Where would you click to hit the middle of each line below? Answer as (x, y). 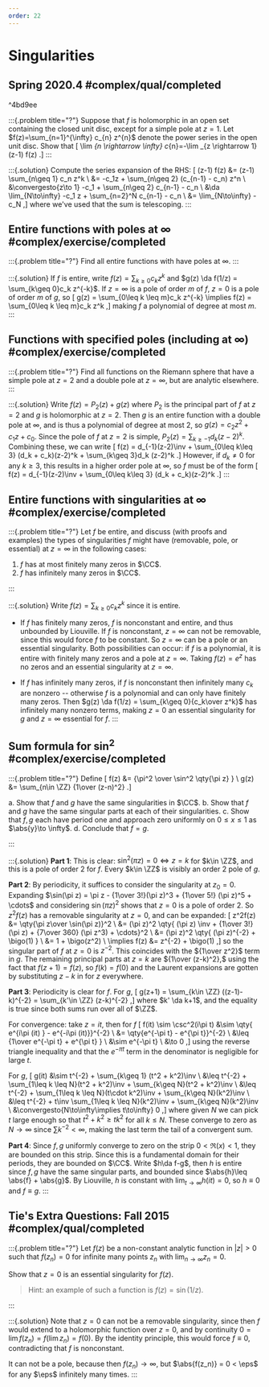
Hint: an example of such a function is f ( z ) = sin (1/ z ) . (116, 1290)
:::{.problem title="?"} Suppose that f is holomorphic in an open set (119, 120)
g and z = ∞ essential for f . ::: (69, 718)
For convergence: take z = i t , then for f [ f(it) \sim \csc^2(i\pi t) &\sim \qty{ (130, 1025)
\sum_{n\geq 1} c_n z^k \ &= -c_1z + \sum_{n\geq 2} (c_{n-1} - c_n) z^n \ (127, 179)
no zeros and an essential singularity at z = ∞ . (97, 667)
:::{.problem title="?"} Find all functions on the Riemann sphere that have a (131, 372)
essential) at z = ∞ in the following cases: (77, 549)
